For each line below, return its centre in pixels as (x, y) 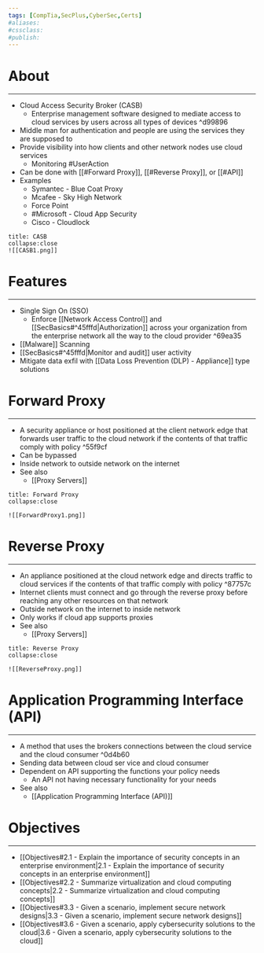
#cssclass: (26, 30)
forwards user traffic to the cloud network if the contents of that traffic (134, 439)
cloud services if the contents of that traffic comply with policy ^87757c (135, 584)
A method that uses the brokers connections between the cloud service (136, 746)
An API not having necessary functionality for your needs (124, 779)
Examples (35, 181)
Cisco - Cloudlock (60, 223)
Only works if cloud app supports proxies (86, 617)
